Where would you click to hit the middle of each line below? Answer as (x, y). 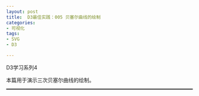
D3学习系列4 (22, 67)
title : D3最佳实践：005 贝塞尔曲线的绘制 (53, 17)
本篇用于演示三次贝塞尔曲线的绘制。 (50, 80)
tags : (13, 34)
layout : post (22, 12)
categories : (21, 23)
